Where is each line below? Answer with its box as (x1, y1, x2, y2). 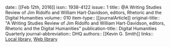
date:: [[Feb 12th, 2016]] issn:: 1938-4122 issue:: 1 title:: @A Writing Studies (5, 4, 162, 10)
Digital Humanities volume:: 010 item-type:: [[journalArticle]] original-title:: (5, 15, 160, 20)
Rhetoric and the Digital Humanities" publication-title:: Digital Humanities (5, 25, 157, 31)
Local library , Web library (5, 36, 58, 42)
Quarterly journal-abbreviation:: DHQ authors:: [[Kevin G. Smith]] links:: (5, 31, 154, 36)
